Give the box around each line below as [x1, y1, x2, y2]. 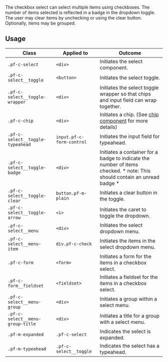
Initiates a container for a [99, 148, 158, 155]
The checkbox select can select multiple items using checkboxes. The [5, 4, 150, 10]
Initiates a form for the [99, 252, 151, 259]
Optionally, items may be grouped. [5, 20, 76, 26]
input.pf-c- [55, 134, 84, 139]
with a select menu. [99, 318, 145, 325]
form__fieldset [7, 282, 44, 288]
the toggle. [99, 195, 125, 202]
